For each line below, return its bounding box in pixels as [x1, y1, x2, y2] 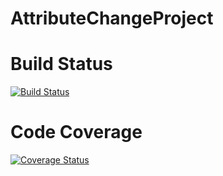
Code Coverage [10, 121, 143, 144]
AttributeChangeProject [10, 7, 214, 30]
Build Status [10, 53, 113, 76]
